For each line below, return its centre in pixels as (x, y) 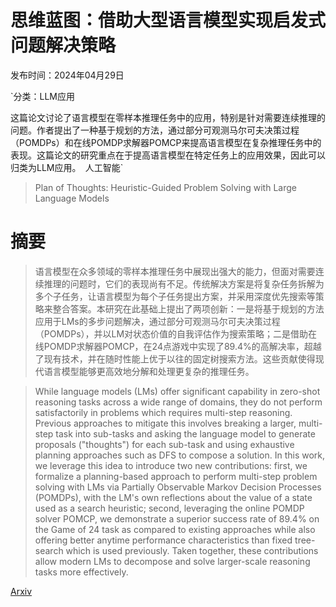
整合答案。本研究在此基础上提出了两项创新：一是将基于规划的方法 (188, 308)
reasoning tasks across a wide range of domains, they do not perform (178, 402)
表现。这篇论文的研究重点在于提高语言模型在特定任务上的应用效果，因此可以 (168, 155)
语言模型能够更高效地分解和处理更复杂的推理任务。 (149, 371)
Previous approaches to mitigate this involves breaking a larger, (165, 423)
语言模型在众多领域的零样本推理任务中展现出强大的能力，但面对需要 (175, 271)
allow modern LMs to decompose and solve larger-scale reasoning (172, 561)
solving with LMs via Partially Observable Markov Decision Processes (178, 487)
